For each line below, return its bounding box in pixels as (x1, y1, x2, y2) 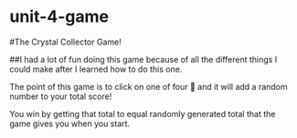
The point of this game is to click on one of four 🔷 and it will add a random (9, 81, 288, 92)
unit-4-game (9, 6, 110, 27)
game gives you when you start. (9, 118, 131, 129)
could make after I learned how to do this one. (9, 64, 183, 74)
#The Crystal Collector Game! (9, 36, 122, 47)
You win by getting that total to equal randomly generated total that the (9, 108, 276, 119)
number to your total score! (9, 91, 112, 102)
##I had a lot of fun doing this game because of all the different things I (9, 54, 278, 64)
